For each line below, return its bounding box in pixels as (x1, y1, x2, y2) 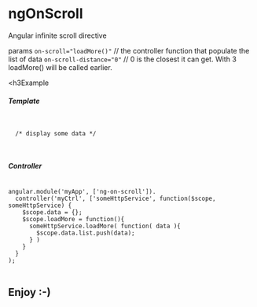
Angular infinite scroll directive (8, 31, 108, 40)
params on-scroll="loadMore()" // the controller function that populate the (8, 46, 250, 55)
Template (8, 96, 41, 105)
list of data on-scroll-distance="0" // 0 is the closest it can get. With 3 (8, 54, 237, 64)
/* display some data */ (15, 129, 97, 138)
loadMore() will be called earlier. (8, 62, 112, 72)
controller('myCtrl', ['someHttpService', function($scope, (15, 194, 216, 202)
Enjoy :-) (8, 286, 51, 299)
